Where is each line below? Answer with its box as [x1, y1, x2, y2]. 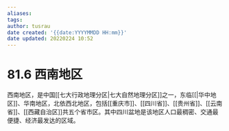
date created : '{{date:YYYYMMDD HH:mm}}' [7, 29, 128, 36]
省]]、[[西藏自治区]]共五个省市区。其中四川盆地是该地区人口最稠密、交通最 [7, 108, 219, 116]
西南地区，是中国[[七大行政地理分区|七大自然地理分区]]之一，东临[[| [7, 91, 199, 99]
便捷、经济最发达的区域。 [7, 117, 80, 125]
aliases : [7, 10, 32, 17]
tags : [7, 16, 23, 23]
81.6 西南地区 [7, 67, 83, 83]
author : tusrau [7, 23, 51, 29]
